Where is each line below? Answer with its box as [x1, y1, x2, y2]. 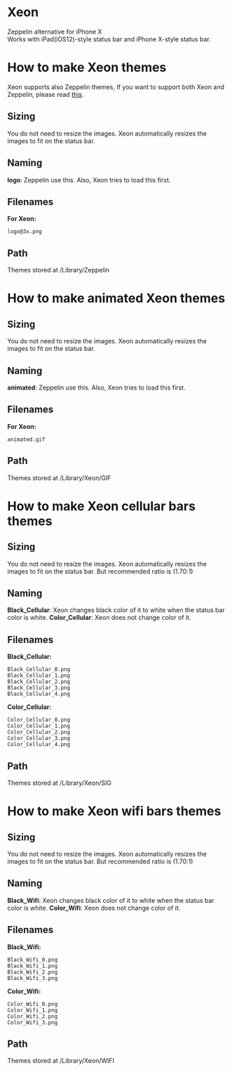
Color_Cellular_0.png [7, 717, 71, 724]
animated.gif [7, 436, 46, 443]
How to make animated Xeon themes [7, 291, 226, 306]
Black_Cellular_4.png [7, 691, 71, 698]
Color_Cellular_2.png [7, 729, 71, 736]
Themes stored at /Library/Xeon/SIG [7, 779, 112, 787]
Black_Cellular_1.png [7, 672, 71, 680]
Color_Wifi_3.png [7, 1019, 58, 1026]
